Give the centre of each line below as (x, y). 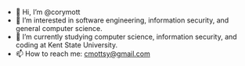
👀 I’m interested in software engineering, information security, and (122, 20)
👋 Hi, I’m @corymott (48, 12)
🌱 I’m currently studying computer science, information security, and (126, 36)
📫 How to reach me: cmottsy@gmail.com (83, 54)
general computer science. (59, 28)
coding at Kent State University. (67, 45)
